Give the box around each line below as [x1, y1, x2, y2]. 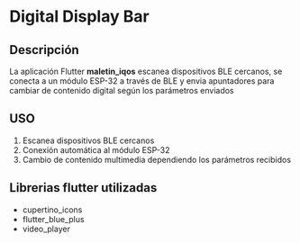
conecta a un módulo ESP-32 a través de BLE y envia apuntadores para [9, 76, 275, 86]
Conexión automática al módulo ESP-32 [22, 144, 170, 155]
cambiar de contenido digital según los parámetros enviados [9, 85, 234, 95]
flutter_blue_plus [22, 213, 85, 224]
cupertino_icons [22, 204, 83, 215]
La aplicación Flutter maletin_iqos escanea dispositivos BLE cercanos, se [9, 66, 283, 76]
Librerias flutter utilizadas [9, 180, 158, 195]
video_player [22, 223, 70, 234]
